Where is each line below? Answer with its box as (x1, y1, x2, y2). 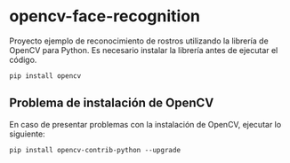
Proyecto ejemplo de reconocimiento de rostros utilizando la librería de (9, 35, 269, 46)
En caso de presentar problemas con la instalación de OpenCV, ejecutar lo (9, 119, 282, 129)
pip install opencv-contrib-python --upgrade (9, 145, 181, 154)
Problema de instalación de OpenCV (9, 96, 214, 111)
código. (9, 54, 37, 65)
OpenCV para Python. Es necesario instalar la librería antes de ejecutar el (9, 44, 278, 55)
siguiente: (9, 128, 46, 139)
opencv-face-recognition (9, 6, 200, 27)
